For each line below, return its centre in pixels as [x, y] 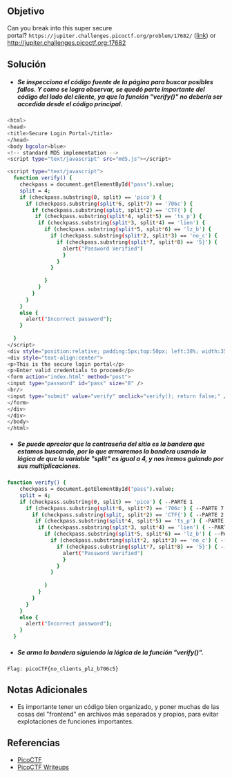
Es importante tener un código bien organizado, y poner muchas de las [118, 706]
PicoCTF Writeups [43, 767]
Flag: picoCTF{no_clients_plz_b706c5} [63, 669]
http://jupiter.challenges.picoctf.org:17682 [67, 42]
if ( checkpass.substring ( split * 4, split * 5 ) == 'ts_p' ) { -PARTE [129, 521]
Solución [27, 65]
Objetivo [26, 11]
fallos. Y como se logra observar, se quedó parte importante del [111, 89]
